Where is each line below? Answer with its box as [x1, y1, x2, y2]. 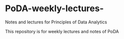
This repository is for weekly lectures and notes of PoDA [5, 28, 119, 34]
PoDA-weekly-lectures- [5, 3, 104, 14]
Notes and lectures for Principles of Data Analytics [5, 19, 107, 25]
